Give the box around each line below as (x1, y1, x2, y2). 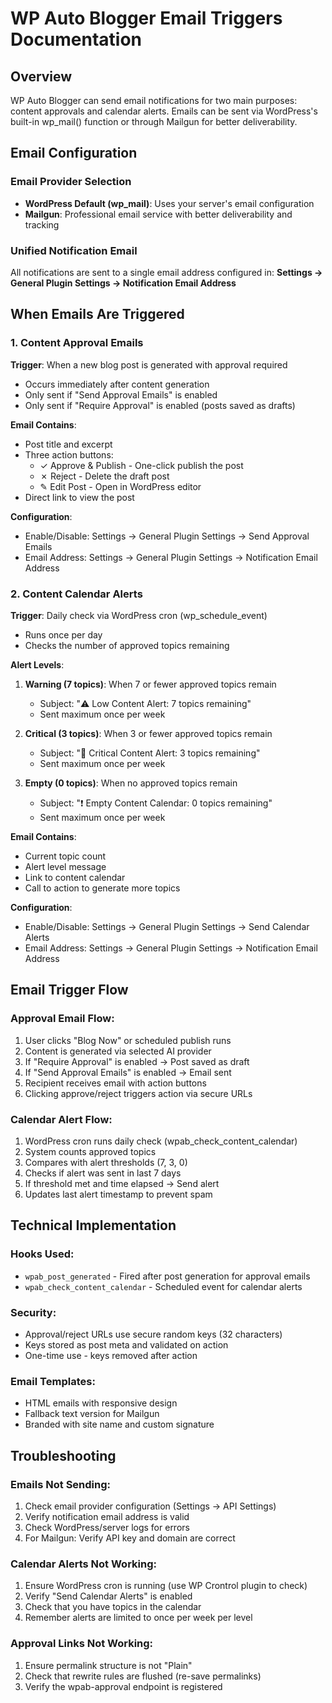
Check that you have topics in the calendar (24, 1601, 202, 1613)
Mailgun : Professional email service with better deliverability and (24, 208, 293, 220)
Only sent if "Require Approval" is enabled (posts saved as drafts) (24, 399, 296, 411)
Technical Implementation (10, 1217, 177, 1234)
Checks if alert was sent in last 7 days (24, 1167, 182, 1179)
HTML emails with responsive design (24, 1397, 178, 1409)
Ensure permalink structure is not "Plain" (24, 1659, 193, 1671)
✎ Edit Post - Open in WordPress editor (39, 480, 202, 492)
